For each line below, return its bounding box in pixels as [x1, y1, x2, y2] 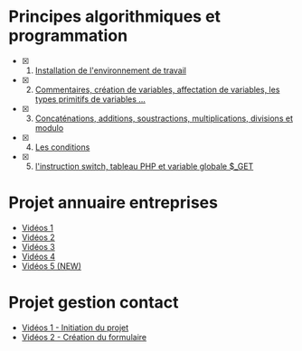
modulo [34, 122, 64, 133]
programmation [8, 25, 128, 46]
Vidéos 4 [21, 251, 56, 262]
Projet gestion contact [8, 292, 179, 313]
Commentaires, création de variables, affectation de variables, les [34, 84, 280, 95]
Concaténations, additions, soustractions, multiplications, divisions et [34, 113, 293, 124]
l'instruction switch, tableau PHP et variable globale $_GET [34, 161, 254, 171]
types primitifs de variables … [34, 93, 146, 105]
